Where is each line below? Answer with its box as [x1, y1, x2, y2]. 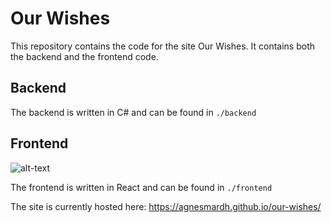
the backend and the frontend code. [10, 50, 159, 62]
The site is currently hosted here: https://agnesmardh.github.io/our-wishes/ [10, 200, 322, 212]
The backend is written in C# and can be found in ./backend [10, 106, 257, 118]
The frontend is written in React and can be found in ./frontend [10, 181, 273, 193]
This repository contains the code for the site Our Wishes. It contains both [10, 40, 315, 52]
